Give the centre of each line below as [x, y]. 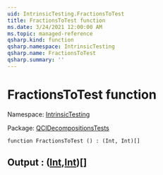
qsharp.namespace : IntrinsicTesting [61, 47]
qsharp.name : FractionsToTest [52, 54]
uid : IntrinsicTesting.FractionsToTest [66, 14]
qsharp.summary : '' [36, 60]
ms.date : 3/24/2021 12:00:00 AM [55, 27]
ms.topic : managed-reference [50, 34]
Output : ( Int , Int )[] [47, 163]
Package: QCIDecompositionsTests [58, 128]
